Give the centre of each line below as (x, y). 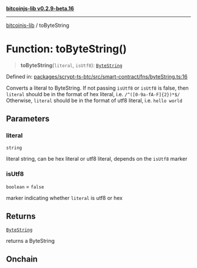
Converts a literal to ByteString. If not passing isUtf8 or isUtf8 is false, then (97, 88)
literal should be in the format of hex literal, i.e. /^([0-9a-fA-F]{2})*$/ (93, 94)
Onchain (22, 259)
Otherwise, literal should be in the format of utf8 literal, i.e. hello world (94, 100)
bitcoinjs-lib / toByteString (38, 25)
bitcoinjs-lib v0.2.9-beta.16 (40, 9)
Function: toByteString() (67, 49)
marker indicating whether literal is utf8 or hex (64, 198)
